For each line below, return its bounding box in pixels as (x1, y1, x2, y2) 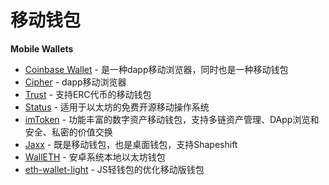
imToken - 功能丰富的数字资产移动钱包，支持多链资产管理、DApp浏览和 (24, 113, 320, 125)
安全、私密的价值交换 (24, 126, 113, 138)
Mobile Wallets (10, 42, 74, 55)
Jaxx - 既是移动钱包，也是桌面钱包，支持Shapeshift (24, 138, 238, 150)
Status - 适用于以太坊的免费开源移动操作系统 (24, 101, 210, 113)
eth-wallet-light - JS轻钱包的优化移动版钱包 (24, 163, 205, 175)
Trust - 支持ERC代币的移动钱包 (24, 88, 152, 100)
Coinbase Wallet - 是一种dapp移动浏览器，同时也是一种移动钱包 (24, 63, 289, 75)
